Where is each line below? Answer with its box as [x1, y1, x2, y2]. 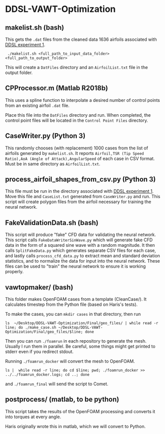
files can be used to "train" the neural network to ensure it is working [5, 263, 146, 269]
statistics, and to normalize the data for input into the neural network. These [5, 258, 160, 264]
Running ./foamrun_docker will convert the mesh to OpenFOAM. [5, 359, 135, 364]
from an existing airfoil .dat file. [5, 102, 70, 108]
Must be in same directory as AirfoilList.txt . [5, 160, 101, 167]
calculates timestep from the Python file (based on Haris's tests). [5, 301, 138, 307]
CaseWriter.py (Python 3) [5, 132, 86, 140]
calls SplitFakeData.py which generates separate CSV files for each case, [5, 247, 156, 254]
